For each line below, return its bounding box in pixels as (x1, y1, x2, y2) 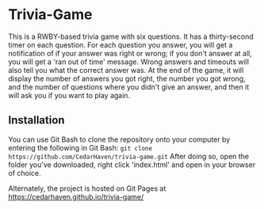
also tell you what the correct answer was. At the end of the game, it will (8, 65, 244, 74)
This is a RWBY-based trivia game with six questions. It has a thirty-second (8, 32, 254, 41)
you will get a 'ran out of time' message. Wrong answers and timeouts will (8, 57, 250, 66)
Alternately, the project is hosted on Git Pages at (8, 184, 166, 193)
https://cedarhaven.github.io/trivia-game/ (8, 192, 144, 201)
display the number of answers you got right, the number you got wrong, (8, 74, 246, 83)
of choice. (8, 168, 41, 177)
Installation (8, 113, 65, 127)
